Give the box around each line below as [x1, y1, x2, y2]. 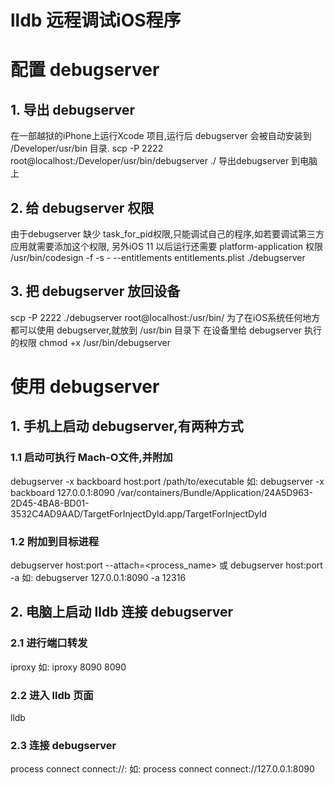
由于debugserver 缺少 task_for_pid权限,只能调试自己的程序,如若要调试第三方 [10, 228, 325, 240]
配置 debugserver [10, 59, 160, 81]
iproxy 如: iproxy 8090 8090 [10, 661, 127, 673]
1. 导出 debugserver [10, 101, 136, 118]
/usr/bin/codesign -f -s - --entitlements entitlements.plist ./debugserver [10, 252, 306, 263]
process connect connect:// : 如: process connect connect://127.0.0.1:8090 [10, 763, 315, 775]
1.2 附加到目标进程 [10, 534, 100, 548]
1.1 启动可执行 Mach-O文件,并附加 [10, 451, 173, 465]
